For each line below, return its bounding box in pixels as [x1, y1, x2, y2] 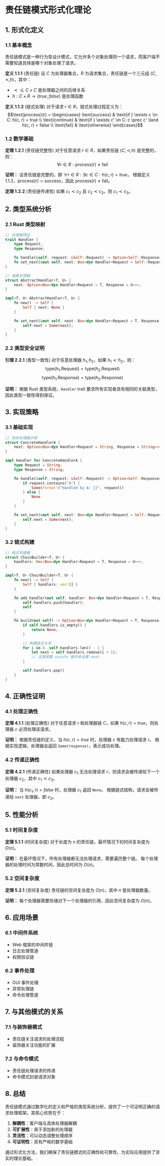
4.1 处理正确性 [5, 708, 38, 715]
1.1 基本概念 [5, 41, 32, 48]
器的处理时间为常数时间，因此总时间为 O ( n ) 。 [5, 862, 97, 867]
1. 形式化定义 [5, 26, 44, 34]
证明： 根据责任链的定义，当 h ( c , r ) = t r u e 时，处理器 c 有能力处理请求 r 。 [5, 737, 154, 743]
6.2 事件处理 [5, 967, 35, 974]
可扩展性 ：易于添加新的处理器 [12, 1126, 73, 1132]
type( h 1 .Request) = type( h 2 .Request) [45, 366, 120, 373]
